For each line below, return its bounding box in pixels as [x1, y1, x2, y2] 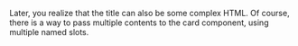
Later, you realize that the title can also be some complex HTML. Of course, [9, 8, 291, 18]
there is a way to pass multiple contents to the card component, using [9, 17, 269, 28]
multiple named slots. [9, 27, 89, 37]
